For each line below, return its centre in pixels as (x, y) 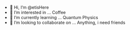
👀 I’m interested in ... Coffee (38, 12)
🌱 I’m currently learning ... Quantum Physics (54, 17)
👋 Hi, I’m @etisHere (29, 7)
